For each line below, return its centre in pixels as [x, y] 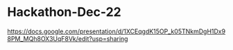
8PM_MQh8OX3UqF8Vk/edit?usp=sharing [68, 38]
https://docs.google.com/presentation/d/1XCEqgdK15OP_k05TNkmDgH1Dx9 [116, 31]
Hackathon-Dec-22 [64, 12]
